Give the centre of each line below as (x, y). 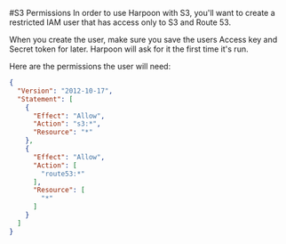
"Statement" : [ (45, 99)
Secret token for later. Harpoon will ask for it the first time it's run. (129, 49)
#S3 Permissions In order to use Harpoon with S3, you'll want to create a (142, 13)
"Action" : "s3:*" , (67, 124)
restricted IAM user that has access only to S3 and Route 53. (120, 22)
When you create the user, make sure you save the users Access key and (143, 40)
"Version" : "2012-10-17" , (65, 91)
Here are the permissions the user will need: (90, 66)
